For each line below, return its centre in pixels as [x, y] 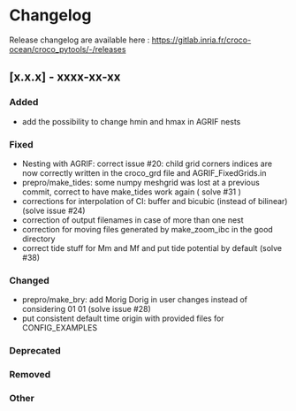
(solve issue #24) [53, 210]
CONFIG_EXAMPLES [60, 328]
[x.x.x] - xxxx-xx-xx [65, 77]
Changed [30, 280]
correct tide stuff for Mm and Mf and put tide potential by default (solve [152, 247]
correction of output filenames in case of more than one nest [133, 220]
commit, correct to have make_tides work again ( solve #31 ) [131, 192]
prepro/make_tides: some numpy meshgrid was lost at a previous [141, 182]
